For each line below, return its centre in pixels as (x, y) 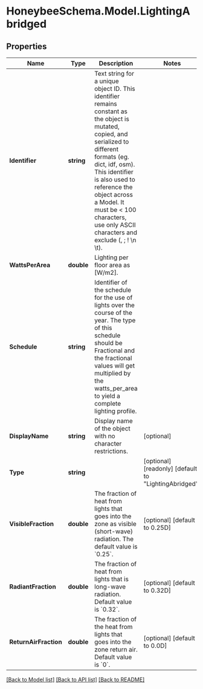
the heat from (114, 627)
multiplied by (113, 373)
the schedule (113, 290)
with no (105, 436)
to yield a (108, 396)
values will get (114, 366)
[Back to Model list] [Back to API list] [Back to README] (76, 680)
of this (104, 328)
